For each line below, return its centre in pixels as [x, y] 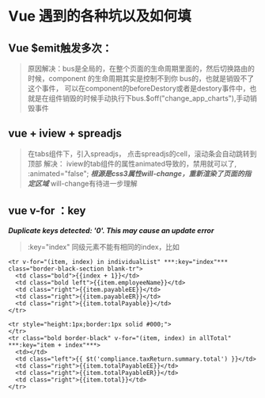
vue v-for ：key [47, 211]
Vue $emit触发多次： [61, 48]
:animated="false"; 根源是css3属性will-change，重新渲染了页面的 [136, 173]
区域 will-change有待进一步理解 [86, 183]
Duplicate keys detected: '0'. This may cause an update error [111, 230]
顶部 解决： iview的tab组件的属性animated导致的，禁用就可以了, [132, 163]
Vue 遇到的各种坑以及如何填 [100, 16]
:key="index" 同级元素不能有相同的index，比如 [104, 247]
